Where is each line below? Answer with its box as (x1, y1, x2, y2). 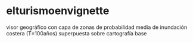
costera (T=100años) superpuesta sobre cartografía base (6, 29, 147, 37)
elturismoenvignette (6, 4, 110, 18)
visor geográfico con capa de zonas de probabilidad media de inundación (6, 24, 188, 31)
